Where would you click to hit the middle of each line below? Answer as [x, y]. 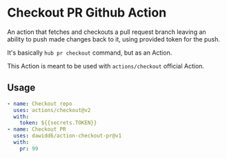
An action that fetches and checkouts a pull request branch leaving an [107, 32]
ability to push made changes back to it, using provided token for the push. [114, 39]
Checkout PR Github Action [87, 13]
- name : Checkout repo [40, 104]
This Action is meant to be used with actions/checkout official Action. [106, 66]
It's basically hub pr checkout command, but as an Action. [90, 53]
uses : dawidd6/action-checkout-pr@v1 [68, 136]
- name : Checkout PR [37, 129]
